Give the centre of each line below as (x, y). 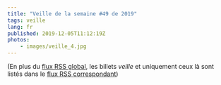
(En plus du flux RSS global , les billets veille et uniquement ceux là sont (110, 66)
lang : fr (20, 27)
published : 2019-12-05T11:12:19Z (56, 33)
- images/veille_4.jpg (53, 46)
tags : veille (26, 20)
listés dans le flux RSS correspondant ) (63, 74)
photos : (19, 40)
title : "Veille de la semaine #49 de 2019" (72, 14)
